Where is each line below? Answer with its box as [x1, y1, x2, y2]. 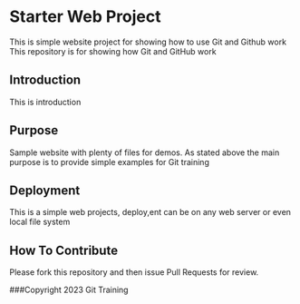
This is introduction [9, 96, 82, 107]
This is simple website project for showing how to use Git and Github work [9, 36, 287, 47]
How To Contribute [9, 242, 119, 258]
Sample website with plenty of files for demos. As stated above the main [9, 147, 280, 158]
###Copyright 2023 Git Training [9, 284, 129, 296]
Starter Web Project [9, 6, 161, 27]
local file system [9, 216, 71, 228]
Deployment [9, 182, 81, 198]
